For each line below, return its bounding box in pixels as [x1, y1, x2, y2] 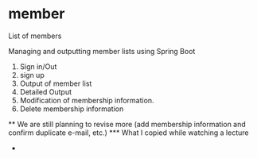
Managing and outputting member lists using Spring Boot [8, 46, 196, 56]
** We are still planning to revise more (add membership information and [8, 119, 247, 129]
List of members [8, 31, 62, 40]
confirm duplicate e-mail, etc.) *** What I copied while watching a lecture [8, 128, 249, 137]
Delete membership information [19, 104, 124, 114]
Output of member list [19, 79, 92, 88]
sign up [19, 70, 45, 79]
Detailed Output [19, 87, 72, 96]
